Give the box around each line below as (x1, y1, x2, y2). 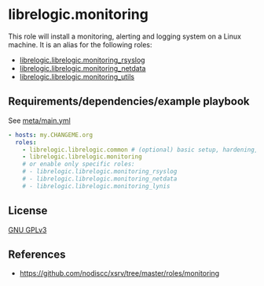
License (8, 204, 48, 217)
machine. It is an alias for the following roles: (8, 39, 152, 49)
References (8, 247, 66, 261)
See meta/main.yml (8, 116, 71, 125)
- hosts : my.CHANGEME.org (8, 131, 93, 139)
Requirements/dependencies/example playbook (8, 95, 250, 108)
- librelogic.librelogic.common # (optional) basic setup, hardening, (22, 146, 258, 154)
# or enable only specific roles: (22, 160, 135, 169)
